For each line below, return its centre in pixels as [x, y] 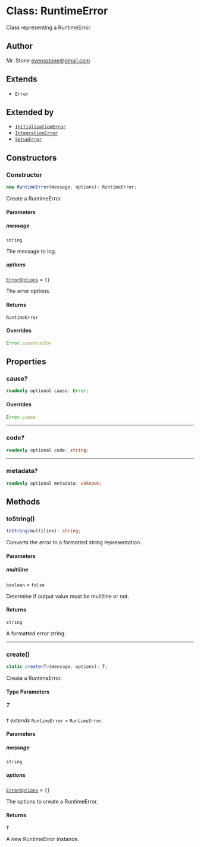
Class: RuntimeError [57, 11]
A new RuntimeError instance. [43, 839]
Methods [23, 502]
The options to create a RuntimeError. [52, 802]
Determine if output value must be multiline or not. [68, 596]
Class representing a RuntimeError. [49, 27]
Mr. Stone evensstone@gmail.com [48, 60]
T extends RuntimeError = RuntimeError [54, 720]
